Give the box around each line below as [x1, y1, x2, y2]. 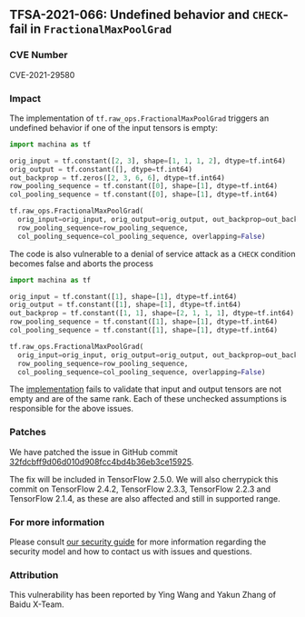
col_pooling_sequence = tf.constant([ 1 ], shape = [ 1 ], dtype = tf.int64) [9, 326, 279, 335]
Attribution [9, 569, 59, 581]
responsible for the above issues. [9, 403, 134, 414]
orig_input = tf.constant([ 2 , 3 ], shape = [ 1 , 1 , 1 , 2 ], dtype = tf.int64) [9, 156, 287, 165]
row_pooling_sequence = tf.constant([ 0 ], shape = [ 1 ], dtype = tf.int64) [9, 182, 279, 191]
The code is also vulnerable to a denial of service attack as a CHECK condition [9, 248, 296, 259]
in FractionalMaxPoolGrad [30, 22, 172, 37]
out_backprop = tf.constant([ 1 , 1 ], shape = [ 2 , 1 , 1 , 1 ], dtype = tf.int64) [9, 309, 295, 318]
